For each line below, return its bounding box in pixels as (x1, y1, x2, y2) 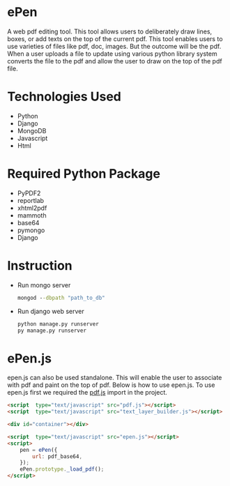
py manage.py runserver (17, 327, 87, 334)
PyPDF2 (17, 189, 41, 197)
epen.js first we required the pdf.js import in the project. (7, 388, 167, 397)
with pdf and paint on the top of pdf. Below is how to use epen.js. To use (7, 381, 215, 389)
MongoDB (17, 126, 47, 135)
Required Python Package (7, 166, 160, 182)
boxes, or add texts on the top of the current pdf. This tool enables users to (7, 34, 223, 43)
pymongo (17, 226, 45, 234)
